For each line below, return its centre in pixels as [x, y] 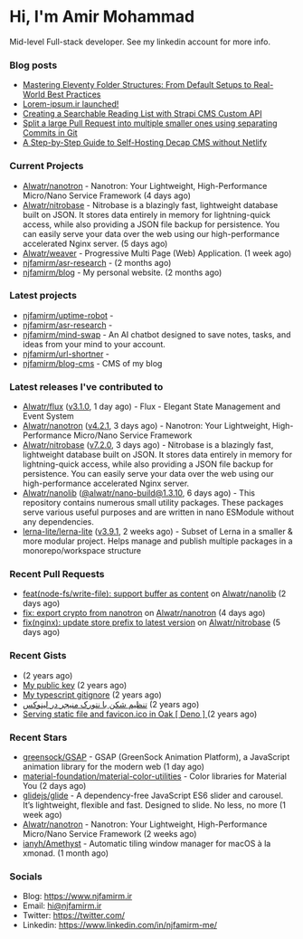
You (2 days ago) [54, 786]
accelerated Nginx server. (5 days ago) [95, 243]
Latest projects [43, 296]
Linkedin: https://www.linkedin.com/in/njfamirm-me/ [120, 925]
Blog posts [33, 65]
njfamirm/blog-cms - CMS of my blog [92, 363]
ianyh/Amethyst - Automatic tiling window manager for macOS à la [147, 844]
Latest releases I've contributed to [86, 386]
